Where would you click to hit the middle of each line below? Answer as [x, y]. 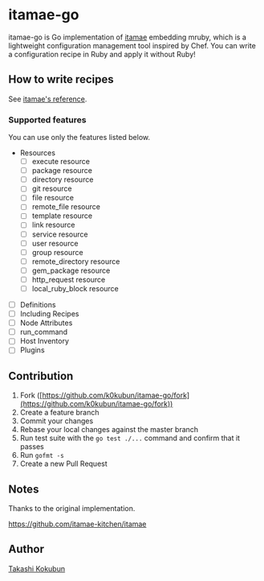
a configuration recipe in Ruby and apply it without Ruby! [102, 54]
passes [32, 447]
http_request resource [69, 279]
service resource [60, 234]
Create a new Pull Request [64, 464]
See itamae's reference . [48, 99]
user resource [55, 243]
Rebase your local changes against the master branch [109, 430]
